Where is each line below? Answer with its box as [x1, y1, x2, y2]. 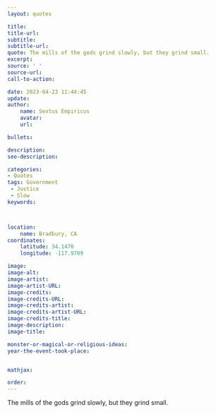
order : [7, 379, 27, 386]
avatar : [20, 114, 42, 122]
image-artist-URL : [7, 282, 61, 289]
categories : [7, 166, 42, 173]
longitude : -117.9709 [20, 250, 83, 257]
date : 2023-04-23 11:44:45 [7, 88, 87, 95]
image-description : [7, 322, 65, 329]
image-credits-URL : [7, 296, 65, 303]
